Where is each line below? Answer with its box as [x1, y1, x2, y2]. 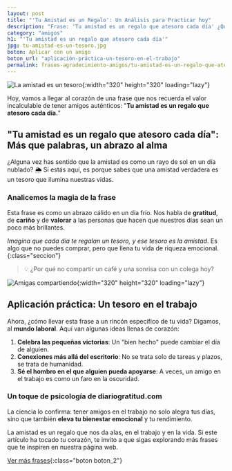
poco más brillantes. [7, 223, 66, 232]
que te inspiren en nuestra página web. [7, 443, 119, 451]
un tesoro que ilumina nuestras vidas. [7, 176, 114, 184]
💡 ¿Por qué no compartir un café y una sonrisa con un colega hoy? [23, 264, 215, 273]
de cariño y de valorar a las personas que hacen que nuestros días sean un [7, 216, 223, 224]
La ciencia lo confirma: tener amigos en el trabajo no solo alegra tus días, [7, 407, 215, 416]
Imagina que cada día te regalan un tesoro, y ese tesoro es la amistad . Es [7, 237, 217, 245]
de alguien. [17, 345, 50, 353]
